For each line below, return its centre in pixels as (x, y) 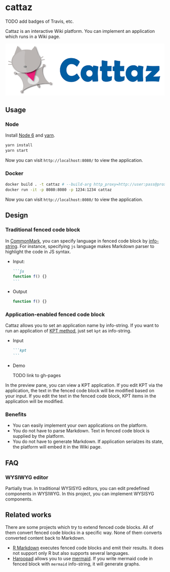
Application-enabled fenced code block (55, 314)
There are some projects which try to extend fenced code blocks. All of (79, 527)
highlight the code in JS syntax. (38, 252)
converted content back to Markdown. (45, 538)
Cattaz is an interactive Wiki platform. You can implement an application (80, 31)
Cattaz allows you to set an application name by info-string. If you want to (82, 325)
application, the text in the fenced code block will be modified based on (80, 391)
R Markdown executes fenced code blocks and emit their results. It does (88, 548)
